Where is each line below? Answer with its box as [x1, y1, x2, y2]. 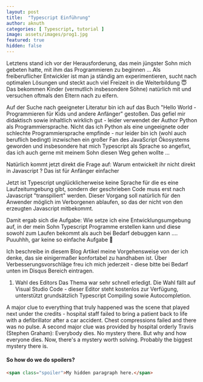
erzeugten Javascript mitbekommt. [6, 204, 94, 212]
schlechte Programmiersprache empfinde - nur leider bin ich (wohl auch [6, 129, 187, 137]
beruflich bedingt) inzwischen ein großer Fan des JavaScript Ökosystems [6, 136, 190, 143]
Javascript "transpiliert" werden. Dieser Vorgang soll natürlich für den [6, 192, 181, 199]
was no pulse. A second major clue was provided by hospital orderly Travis [6, 323, 194, 330]
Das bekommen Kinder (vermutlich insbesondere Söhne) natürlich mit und [6, 85, 191, 92]
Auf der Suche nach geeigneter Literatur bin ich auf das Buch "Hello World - [6, 103, 197, 111]
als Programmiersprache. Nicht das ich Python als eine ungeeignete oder [6, 123, 189, 130]
